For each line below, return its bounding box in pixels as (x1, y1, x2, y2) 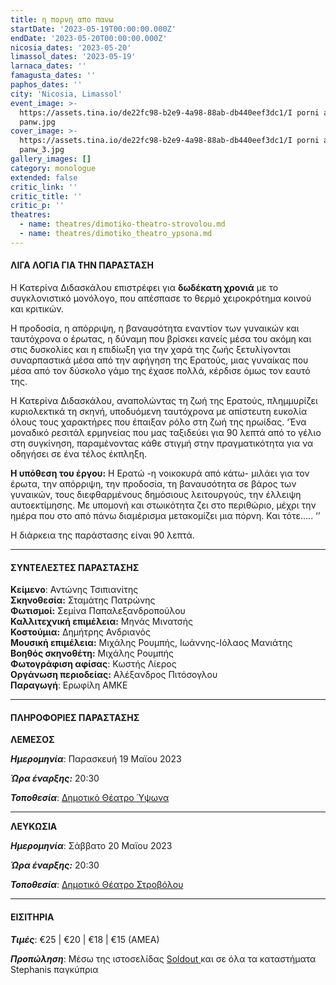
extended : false (10, 172, 78, 183)
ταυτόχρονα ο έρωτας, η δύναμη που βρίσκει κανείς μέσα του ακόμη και (10, 332, 312, 345)
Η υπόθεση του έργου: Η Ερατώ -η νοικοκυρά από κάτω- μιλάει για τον (10, 467, 310, 479)
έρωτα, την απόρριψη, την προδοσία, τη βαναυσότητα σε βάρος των (10, 477, 297, 490)
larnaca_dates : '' (10, 61, 87, 71)
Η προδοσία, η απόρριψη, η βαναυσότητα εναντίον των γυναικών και (10, 322, 300, 334)
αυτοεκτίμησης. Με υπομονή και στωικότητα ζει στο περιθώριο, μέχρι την (10, 499, 317, 511)
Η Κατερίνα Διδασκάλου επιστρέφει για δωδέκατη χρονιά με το (10, 281, 279, 293)
